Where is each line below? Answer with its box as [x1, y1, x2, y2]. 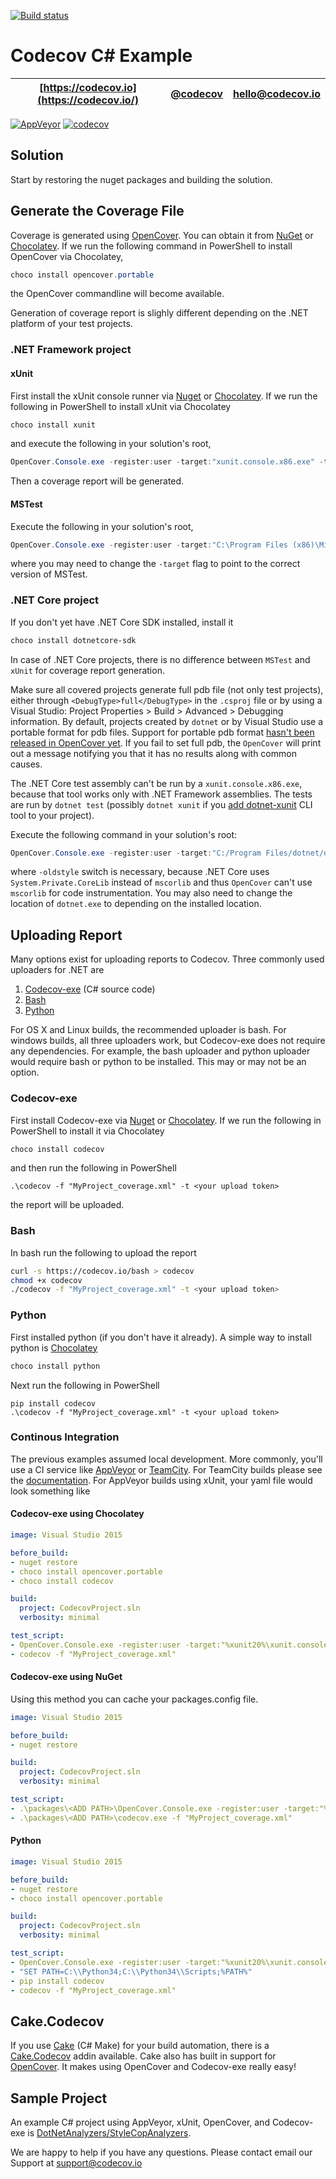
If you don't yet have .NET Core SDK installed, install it [10, 616, 234, 628]
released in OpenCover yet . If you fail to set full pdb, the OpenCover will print [10, 736, 322, 749]
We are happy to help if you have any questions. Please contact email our [10, 2146, 313, 2159]
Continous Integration [10, 1430, 120, 1444]
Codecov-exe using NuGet [10, 1671, 123, 1683]
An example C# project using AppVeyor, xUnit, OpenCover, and [10, 2116, 270, 2129]
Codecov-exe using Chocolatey [10, 1508, 145, 1520]
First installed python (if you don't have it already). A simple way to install [10, 1331, 312, 1343]
